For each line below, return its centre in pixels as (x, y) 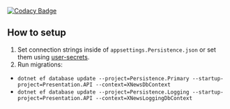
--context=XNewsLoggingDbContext (144, 98)
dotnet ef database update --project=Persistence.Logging (103, 92)
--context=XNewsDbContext (133, 85)
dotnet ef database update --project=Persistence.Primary (103, 78)
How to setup (37, 32)
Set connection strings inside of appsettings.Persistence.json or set (116, 50)
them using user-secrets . (53, 57)
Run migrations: (40, 64)
